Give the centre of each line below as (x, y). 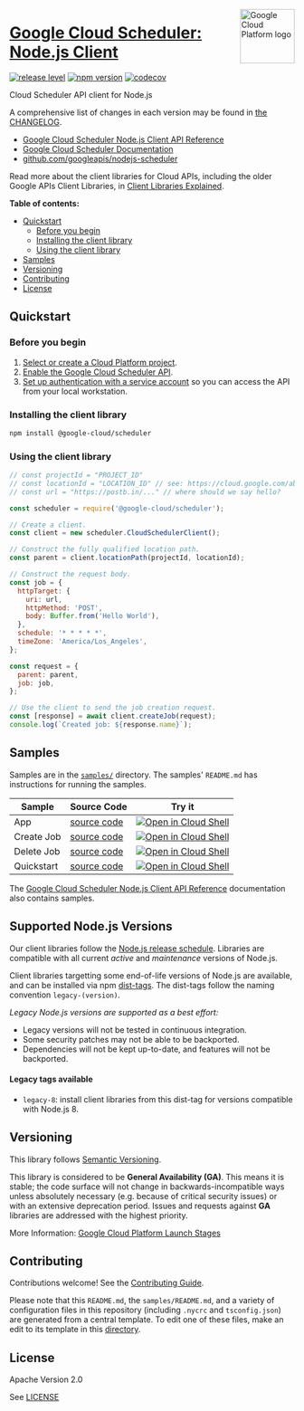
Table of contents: (44, 203)
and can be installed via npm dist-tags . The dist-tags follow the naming (142, 985)
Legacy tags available (51, 1079)
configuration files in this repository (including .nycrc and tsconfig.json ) (146, 1310)
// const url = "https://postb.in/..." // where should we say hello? (145, 492)
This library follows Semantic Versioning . (85, 1159)
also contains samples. (52, 898)
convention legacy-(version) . (65, 995)
